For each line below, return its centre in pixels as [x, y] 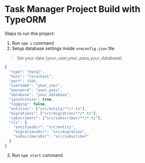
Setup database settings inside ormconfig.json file [63, 48]
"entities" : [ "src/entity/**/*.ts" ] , [48, 109]
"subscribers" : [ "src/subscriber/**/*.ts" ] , [56, 118]
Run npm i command [33, 43]
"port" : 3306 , [24, 81]
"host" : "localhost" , [31, 76]
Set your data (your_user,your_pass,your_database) [69, 58]
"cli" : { [18, 123]
